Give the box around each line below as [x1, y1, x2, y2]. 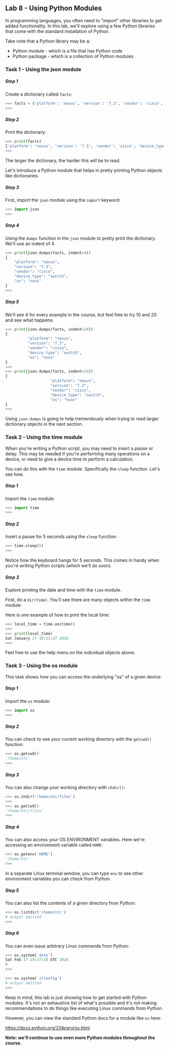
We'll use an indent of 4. [5, 240, 56, 247]
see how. [5, 471, 24, 477]
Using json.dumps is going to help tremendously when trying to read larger [5, 416, 159, 422]
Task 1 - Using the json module [5, 66, 81, 73]
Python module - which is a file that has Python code [12, 48, 122, 54]
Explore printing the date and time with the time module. [5, 587, 122, 593]
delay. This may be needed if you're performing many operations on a [5, 450, 150, 456]
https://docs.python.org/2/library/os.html [5, 1025, 90, 1031]
